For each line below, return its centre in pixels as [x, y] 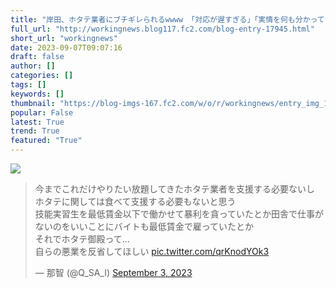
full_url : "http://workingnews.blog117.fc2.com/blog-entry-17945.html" [162, 29]
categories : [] [42, 76]
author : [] [33, 66]
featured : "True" [46, 141]
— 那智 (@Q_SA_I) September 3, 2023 [113, 272]
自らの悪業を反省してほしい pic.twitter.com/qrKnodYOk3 [152, 251]
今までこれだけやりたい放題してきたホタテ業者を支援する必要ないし [174, 189]
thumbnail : [33, 103]
